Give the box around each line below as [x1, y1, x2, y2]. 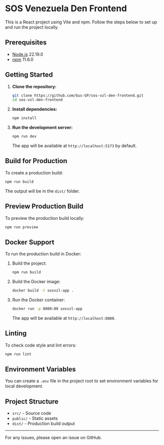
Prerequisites [5, 39, 47, 47]
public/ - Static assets [12, 415, 58, 422]
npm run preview [5, 225, 38, 230]
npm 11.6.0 [12, 57, 34, 62]
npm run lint [5, 351, 32, 356]
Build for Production [5, 157, 67, 165]
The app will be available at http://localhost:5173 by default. [12, 143, 137, 149]
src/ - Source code [12, 410, 51, 416]
